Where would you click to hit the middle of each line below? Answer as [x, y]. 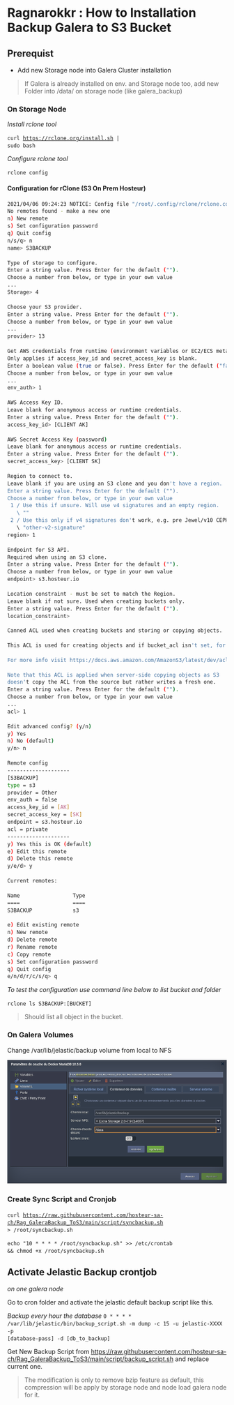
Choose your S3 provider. [45, 307]
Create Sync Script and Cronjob [62, 1199]
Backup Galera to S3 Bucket [89, 28]
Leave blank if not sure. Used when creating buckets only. [96, 601]
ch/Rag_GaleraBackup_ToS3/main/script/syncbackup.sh [85, 1222]
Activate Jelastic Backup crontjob [82, 1272]
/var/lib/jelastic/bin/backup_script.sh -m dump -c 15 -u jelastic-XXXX [115, 1324]
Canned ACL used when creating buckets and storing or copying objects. [115, 631]
